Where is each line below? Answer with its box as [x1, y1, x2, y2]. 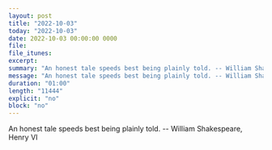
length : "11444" [8, 86, 63, 95]
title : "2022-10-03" [8, 19, 79, 27]
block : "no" [8, 102, 49, 110]
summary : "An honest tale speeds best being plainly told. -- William [8, 65, 252, 73]
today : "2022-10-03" [8, 27, 79, 35]
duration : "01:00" [8, 79, 70, 87]
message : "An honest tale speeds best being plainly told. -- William [8, 72, 252, 80]
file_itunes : [8, 49, 53, 57]
